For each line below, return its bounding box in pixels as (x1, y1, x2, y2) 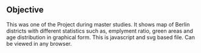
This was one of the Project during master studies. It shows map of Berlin (6, 20, 190, 28)
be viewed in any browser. (6, 40, 72, 47)
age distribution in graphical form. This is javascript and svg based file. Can (6, 33, 196, 41)
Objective (6, 5, 44, 15)
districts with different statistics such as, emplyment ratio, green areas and (6, 27, 193, 34)
